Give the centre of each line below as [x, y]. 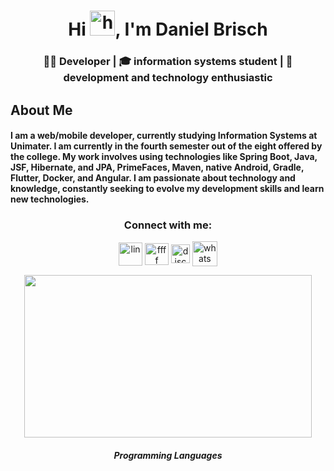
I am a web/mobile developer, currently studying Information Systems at [164, 136]
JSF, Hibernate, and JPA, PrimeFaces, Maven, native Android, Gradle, [157, 167]
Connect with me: [168, 225]
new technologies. [50, 199]
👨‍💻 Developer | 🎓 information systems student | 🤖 [168, 62]
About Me [41, 110]
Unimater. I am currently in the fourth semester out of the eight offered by [166, 146]
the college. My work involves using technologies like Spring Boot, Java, [164, 157]
